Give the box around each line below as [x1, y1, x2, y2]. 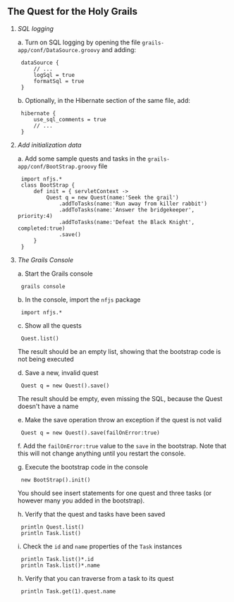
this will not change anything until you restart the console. [17, 449, 186, 457]
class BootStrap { [20, 181, 75, 189]
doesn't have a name [17, 402, 79, 410]
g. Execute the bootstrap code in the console [17, 462, 149, 471]
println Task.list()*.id [20, 555, 94, 563]
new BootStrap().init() [20, 476, 91, 484]
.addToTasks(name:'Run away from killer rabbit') [58, 200, 208, 207]
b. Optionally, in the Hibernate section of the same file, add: [17, 96, 190, 104]
